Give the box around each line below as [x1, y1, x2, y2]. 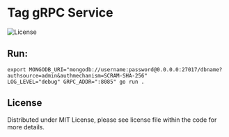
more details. [7, 122, 45, 131]
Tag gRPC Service [7, 5, 113, 21]
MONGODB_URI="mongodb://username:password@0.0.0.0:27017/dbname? [29, 66, 223, 73]
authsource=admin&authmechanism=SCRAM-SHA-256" [7, 72, 148, 79]
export [7, 66, 26, 73]
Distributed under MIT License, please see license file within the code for [7, 116, 217, 124]
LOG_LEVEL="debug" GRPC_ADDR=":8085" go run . [7, 78, 145, 85]
